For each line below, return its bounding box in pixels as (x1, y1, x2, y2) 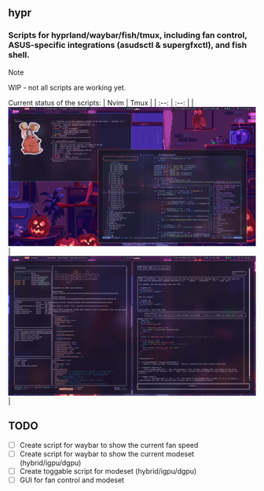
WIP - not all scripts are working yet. (8, 83, 126, 92)
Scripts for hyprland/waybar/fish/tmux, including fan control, (8, 30, 247, 41)
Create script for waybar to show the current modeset (19, 449, 195, 459)
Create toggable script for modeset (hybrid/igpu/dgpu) (19, 466, 197, 475)
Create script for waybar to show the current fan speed (19, 440, 199, 449)
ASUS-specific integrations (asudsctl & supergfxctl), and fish (8, 39, 247, 50)
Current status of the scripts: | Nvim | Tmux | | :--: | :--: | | (8, 98, 194, 107)
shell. (8, 50, 30, 61)
